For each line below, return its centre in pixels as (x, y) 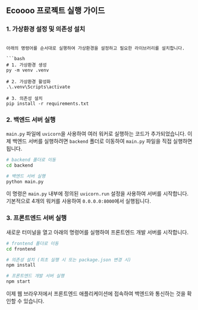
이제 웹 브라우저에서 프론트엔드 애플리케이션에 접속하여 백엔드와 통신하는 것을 (96, 294)
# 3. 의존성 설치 (24, 98)
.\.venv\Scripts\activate (38, 87)
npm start (18, 281)
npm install (21, 265)
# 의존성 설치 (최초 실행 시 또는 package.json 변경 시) (69, 260)
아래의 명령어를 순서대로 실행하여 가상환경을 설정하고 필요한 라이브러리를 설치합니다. (96, 48)
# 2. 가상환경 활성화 (29, 82)
